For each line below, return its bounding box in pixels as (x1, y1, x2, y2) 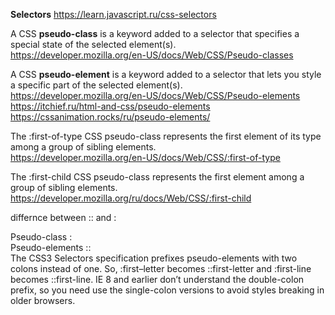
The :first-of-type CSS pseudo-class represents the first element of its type (10, 130, 322, 142)
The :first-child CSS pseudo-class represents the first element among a (10, 171, 305, 183)
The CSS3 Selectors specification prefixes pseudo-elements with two (10, 252, 298, 264)
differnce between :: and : (10, 212, 117, 223)
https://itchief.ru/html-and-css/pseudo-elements (10, 100, 211, 112)
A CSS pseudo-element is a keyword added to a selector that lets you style (10, 69, 322, 80)
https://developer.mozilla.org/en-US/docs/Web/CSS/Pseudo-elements (10, 90, 301, 101)
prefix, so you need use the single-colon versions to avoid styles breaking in (10, 284, 325, 296)
